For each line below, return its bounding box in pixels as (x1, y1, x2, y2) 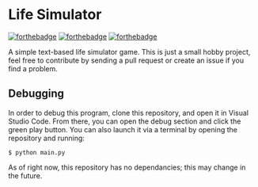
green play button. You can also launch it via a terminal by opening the (8, 124, 238, 134)
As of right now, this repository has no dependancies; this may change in (8, 162, 246, 172)
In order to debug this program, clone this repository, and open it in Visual (8, 108, 249, 117)
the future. (8, 170, 43, 180)
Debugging (8, 87, 65, 101)
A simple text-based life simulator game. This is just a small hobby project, (8, 47, 251, 56)
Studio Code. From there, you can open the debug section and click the (8, 116, 241, 126)
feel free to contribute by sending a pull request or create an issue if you (8, 55, 245, 65)
